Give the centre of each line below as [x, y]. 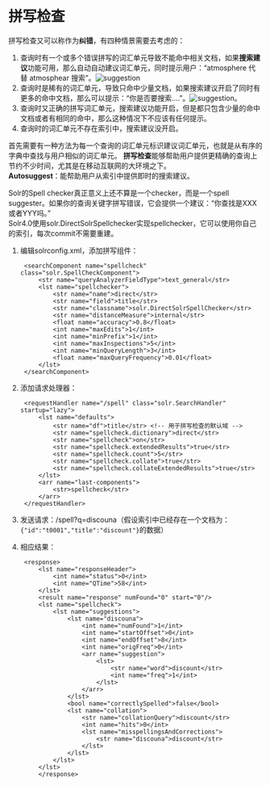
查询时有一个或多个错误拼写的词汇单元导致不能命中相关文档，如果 [129, 57]
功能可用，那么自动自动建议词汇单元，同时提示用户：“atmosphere [137, 67]
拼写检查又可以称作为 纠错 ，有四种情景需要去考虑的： [97, 40]
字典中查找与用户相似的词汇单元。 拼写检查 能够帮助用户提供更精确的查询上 [133, 155]
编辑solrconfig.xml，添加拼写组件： [79, 250]
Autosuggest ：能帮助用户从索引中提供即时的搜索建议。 [102, 175]
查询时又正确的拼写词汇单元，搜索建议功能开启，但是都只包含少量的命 [137, 108]
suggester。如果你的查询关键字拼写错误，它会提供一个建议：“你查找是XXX [133, 203]
